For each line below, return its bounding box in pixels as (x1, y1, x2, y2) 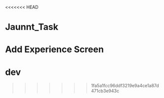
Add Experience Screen (5, 44, 104, 55)
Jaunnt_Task (5, 22, 58, 33)
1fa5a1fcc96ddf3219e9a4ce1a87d (91, 83, 159, 89)
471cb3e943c (91, 88, 120, 94)
